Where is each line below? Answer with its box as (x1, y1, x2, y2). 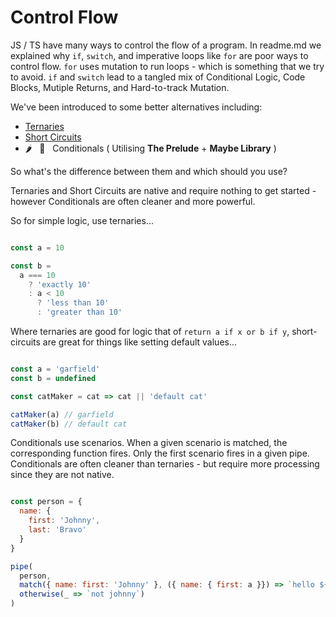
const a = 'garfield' (10, 364, 101, 375)
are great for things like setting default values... (42, 336, 238, 348)
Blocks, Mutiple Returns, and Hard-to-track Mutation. (10, 81, 230, 93)
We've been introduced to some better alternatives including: (10, 101, 263, 113)
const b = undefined (10, 373, 97, 383)
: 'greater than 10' (36, 307, 123, 318)
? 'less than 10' (36, 298, 110, 308)
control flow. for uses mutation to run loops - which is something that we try (10, 60, 325, 72)
